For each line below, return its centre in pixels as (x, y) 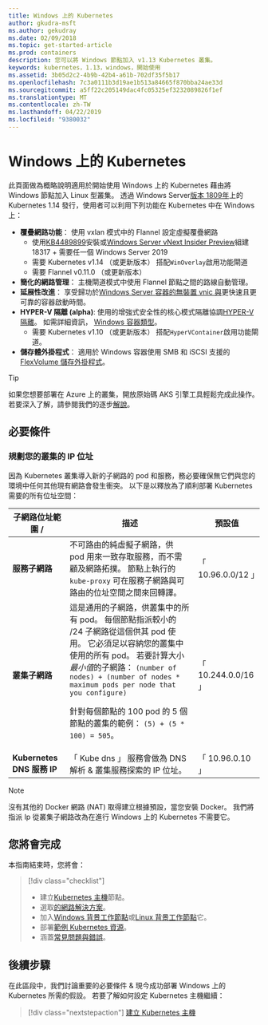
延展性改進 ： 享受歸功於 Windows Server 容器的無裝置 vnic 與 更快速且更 (138, 291)
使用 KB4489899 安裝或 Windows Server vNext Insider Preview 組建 (140, 242)
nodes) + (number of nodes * (125, 677)
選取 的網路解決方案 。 (75, 908)
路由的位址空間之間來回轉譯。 (126, 592)
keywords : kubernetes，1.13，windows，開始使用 (85, 68)
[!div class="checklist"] (66, 881)
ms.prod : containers (43, 53)
